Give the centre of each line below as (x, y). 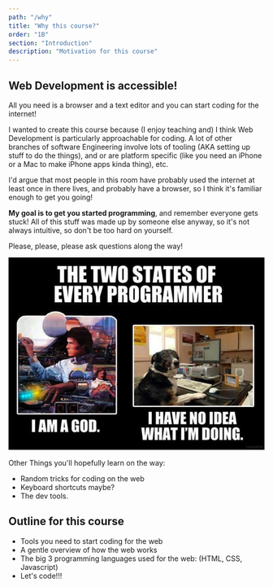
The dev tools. (44, 496)
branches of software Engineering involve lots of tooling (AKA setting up (129, 147)
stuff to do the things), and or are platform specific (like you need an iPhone (135, 156)
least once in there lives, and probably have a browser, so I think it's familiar (135, 188)
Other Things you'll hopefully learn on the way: (87, 462)
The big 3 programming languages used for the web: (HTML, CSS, (131, 559)
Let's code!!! (41, 576)
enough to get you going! (51, 197)
